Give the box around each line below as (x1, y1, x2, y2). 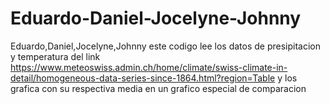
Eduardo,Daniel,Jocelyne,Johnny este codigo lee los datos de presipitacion (10, 40, 322, 52)
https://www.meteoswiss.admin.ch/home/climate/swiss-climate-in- (10, 61, 288, 73)
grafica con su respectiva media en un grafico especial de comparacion (10, 82, 307, 94)
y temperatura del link (10, 50, 101, 62)
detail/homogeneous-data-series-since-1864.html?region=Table (10, 72, 276, 84)
